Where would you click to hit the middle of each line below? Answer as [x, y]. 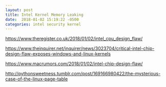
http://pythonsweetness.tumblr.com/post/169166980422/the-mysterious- [83, 74]
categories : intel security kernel [43, 24]
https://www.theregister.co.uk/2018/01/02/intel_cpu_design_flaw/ [74, 39]
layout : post [19, 10]
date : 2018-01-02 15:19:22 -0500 [42, 19]
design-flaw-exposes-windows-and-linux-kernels [58, 54]
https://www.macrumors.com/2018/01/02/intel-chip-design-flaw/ [74, 64]
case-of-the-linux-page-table [37, 79]
